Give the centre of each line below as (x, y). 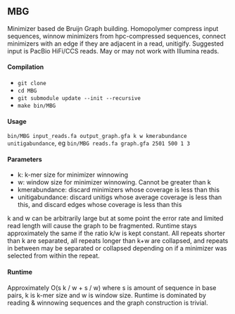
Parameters (25, 159)
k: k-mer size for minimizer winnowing (73, 175)
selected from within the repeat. (53, 256)
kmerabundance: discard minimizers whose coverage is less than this (119, 190)
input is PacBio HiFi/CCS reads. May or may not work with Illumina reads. (113, 51)
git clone (32, 84)
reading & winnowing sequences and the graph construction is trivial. (108, 303)
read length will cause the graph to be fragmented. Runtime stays (102, 226)
